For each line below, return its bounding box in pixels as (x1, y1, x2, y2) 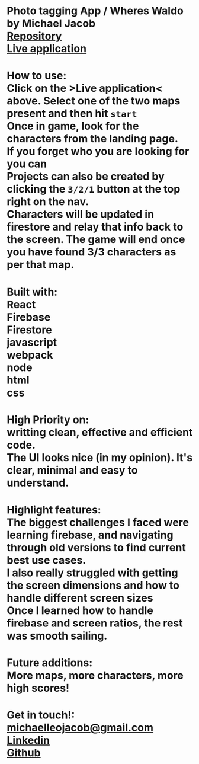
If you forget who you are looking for (7, 145, 190, 158)
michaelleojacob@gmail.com (7, 721, 153, 734)
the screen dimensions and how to (7, 578, 180, 592)
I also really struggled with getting (7, 566, 178, 579)
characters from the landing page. (7, 132, 178, 146)
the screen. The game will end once (7, 233, 185, 247)
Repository (7, 30, 62, 43)
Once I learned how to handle (7, 603, 153, 617)
